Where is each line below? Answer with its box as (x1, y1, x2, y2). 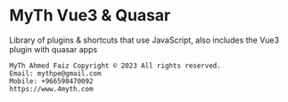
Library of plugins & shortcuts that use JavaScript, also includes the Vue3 (9, 35, 279, 45)
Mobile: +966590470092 (9, 76, 94, 85)
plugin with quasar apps (9, 43, 98, 54)
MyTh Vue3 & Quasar (9, 5, 171, 26)
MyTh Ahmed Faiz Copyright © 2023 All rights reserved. (9, 61, 221, 70)
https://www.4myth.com (9, 84, 94, 93)
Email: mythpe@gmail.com (9, 68, 102, 78)
